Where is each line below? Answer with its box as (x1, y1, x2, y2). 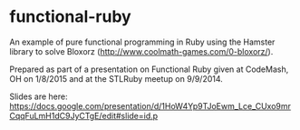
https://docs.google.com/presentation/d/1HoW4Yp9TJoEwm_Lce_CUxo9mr (9, 100, 292, 111)
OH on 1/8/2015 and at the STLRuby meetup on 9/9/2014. (9, 73, 224, 84)
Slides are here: (9, 91, 68, 102)
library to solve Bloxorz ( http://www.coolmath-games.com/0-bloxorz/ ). (9, 45, 274, 56)
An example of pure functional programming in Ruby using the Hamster (9, 36, 276, 47)
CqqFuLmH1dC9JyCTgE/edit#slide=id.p (9, 110, 159, 121)
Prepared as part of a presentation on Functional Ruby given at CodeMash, (9, 64, 289, 75)
